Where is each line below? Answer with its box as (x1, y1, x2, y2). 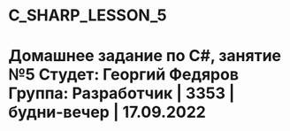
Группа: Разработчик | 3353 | (8, 83, 235, 104)
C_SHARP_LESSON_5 (8, 5, 167, 26)
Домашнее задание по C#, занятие (8, 46, 282, 66)
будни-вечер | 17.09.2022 (8, 103, 207, 122)
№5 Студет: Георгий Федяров (8, 65, 240, 85)
